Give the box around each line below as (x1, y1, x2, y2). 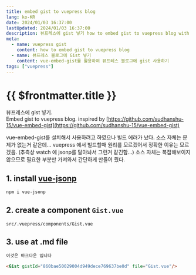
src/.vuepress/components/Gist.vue (6, 221, 93, 227)
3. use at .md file (6, 237, 69, 247)
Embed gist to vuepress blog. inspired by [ (6, 115, 109, 122)
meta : (6, 36, 19, 42)
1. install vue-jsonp (6, 173, 77, 183)
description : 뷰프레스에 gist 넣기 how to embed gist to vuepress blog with (6, 31, 190, 37)
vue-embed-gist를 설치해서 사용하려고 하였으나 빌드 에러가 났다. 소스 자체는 (6, 134, 182, 141)
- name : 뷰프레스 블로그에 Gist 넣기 (11, 52, 92, 58)
